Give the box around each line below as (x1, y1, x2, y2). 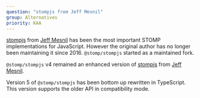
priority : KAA (6, 20, 42, 26)
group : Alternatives (6, 14, 58, 20)
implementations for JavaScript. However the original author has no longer (6, 43, 191, 50)
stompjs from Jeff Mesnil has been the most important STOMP (6, 37, 161, 44)
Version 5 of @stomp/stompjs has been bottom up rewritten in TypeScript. (6, 79, 186, 86)
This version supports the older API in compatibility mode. (6, 85, 150, 93)
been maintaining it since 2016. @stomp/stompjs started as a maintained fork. (6, 49, 195, 57)
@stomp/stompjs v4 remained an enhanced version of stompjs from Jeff (6, 61, 182, 68)
